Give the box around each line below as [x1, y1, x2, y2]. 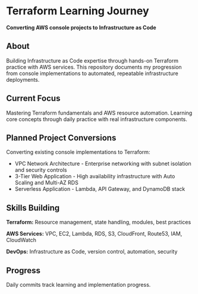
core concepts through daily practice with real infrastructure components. [6, 115, 187, 123]
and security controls [14, 166, 67, 174]
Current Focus [6, 94, 61, 104]
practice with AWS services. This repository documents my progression [6, 63, 183, 70]
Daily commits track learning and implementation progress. [6, 281, 151, 288]
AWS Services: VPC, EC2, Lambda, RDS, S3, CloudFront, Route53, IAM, [6, 230, 183, 237]
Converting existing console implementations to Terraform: [6, 148, 150, 156]
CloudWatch [6, 237, 37, 244]
